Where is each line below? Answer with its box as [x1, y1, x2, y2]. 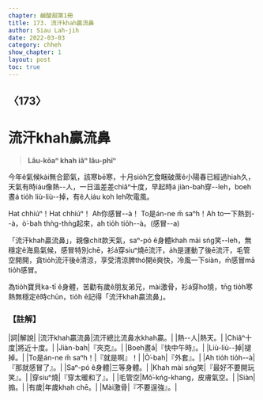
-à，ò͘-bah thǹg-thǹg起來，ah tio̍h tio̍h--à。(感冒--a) [8, 219, 180, 228]
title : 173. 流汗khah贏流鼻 [8, 19, 95, 27]
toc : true [8, 63, 41, 71]
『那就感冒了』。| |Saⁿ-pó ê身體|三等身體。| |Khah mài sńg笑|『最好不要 [8, 363, 241, 372]
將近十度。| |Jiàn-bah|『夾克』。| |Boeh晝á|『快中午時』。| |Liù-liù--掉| [17, 343, 245, 352]
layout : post [8, 56, 51, 64]
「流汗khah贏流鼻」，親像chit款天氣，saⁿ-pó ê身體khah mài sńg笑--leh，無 [8, 235, 252, 246]
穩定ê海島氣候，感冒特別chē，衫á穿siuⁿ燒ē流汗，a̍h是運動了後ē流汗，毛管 [8, 246, 251, 255]
